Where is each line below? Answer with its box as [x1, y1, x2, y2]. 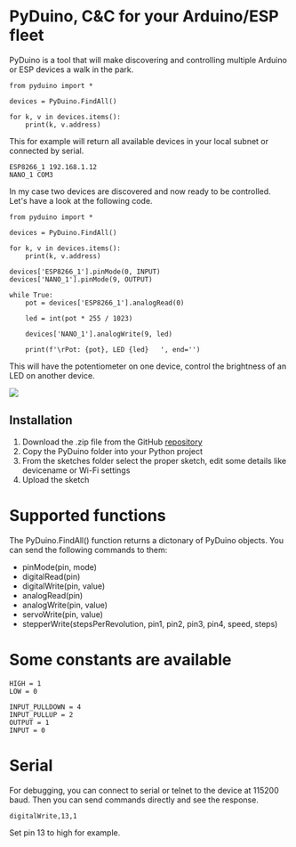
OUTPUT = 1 [9, 718, 50, 727]
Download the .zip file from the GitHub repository [21, 436, 203, 447]
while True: [9, 290, 53, 299]
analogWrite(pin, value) [21, 599, 108, 610]
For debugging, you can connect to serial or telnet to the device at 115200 [9, 785, 280, 795]
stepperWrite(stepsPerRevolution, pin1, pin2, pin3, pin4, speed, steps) [21, 618, 278, 629]
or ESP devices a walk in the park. [9, 64, 134, 75]
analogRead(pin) [21, 590, 84, 600]
